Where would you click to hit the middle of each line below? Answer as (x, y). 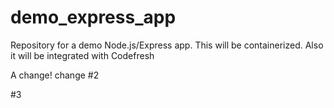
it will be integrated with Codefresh (82, 55)
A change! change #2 (55, 75)
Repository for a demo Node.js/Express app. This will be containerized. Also (167, 45)
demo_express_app (93, 17)
